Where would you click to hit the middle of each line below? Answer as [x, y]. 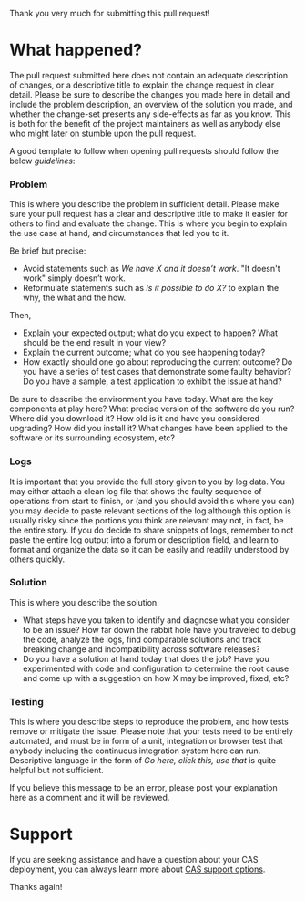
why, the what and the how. [74, 298]
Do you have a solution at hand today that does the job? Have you [146, 658]
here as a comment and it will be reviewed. [90, 798]
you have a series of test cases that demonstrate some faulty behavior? [157, 372]
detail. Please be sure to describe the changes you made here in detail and [150, 94]
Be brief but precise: [48, 251]
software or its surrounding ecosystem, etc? [92, 438]
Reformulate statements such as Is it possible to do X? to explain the [151, 288]
